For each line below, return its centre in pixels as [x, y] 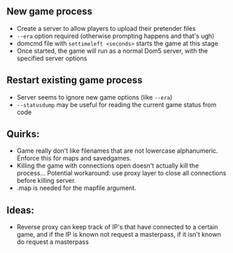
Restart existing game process [75, 80]
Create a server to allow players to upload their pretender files [106, 28]
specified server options [52, 58]
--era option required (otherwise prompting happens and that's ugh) [115, 36]
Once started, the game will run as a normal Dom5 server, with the [112, 50]
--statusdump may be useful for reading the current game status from [116, 104]
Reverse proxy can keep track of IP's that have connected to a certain [117, 227]
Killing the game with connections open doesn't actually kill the [108, 166]
